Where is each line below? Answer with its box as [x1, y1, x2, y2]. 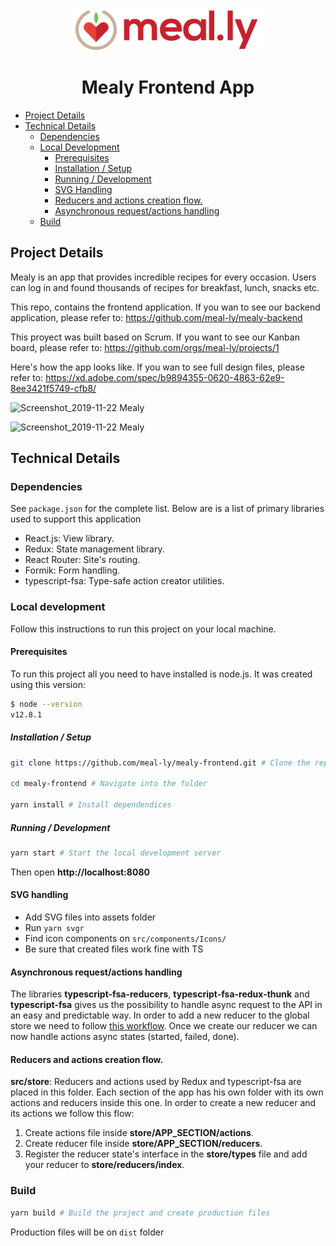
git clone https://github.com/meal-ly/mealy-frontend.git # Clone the [10, 758, 311, 768]
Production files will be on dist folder [10, 1226, 165, 1238]
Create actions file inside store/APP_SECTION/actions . [24, 1127, 254, 1139]
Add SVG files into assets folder [24, 911, 157, 923]
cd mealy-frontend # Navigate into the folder [10, 779, 208, 789]
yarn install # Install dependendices [10, 800, 172, 810]
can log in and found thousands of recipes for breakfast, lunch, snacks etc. [10, 281, 320, 293]
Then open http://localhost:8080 [10, 866, 150, 878]
